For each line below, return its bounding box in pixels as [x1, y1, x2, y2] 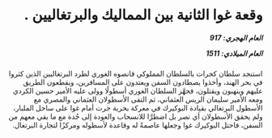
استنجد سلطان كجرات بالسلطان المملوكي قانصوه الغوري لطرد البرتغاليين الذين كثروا [8, 69, 263, 78]
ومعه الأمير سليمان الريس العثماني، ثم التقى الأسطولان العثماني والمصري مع [33, 94, 263, 104]
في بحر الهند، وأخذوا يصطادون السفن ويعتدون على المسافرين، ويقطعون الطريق [23, 77, 263, 87]
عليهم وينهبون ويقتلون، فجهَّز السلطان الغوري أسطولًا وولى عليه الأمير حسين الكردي [12, 86, 263, 96]
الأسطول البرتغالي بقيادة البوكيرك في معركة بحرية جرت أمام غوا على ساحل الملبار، [13, 103, 263, 113]
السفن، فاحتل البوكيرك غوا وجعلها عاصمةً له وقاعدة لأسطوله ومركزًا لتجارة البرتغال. [12, 120, 263, 130]
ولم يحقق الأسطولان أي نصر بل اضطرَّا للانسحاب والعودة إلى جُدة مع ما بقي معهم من [8, 111, 263, 122]
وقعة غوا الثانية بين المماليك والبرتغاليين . [23, 6, 263, 24]
